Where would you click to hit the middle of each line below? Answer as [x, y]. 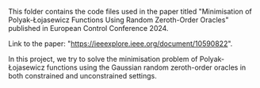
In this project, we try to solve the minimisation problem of [103, 59]
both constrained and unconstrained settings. [82, 76]
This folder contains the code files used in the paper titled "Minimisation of [130, 11]
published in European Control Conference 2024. [88, 28]
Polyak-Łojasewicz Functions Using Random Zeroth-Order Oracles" [119, 20]
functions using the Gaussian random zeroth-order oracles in [146, 67]
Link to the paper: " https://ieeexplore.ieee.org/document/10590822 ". [120, 44]
